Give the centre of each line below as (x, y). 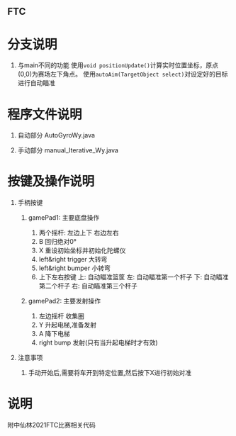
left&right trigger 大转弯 (73, 259)
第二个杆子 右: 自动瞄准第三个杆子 (88, 286)
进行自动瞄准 (36, 83)
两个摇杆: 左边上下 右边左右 (79, 233)
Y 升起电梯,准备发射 (68, 325)
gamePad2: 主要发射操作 (64, 301)
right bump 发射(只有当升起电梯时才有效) (98, 342)
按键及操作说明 (51, 182)
